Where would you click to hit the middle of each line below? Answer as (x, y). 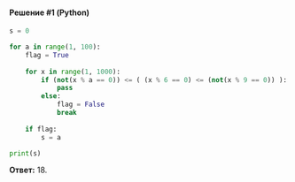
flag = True (47, 55)
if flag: (41, 129)
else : (51, 96)
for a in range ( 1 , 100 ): (55, 47)
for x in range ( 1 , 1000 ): (73, 72)
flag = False (80, 105)
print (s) (25, 153)
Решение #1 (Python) (50, 12)
